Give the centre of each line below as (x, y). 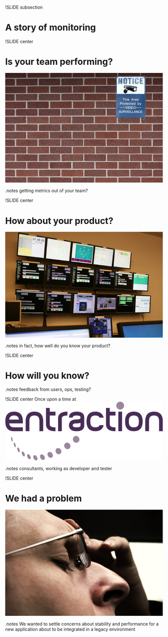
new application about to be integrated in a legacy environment (70, 629)
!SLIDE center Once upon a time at (41, 399)
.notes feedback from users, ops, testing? (48, 389)
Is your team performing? (59, 62)
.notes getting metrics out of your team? (47, 191)
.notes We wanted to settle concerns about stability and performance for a (82, 624)
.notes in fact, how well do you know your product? (58, 346)
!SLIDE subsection (24, 7)
